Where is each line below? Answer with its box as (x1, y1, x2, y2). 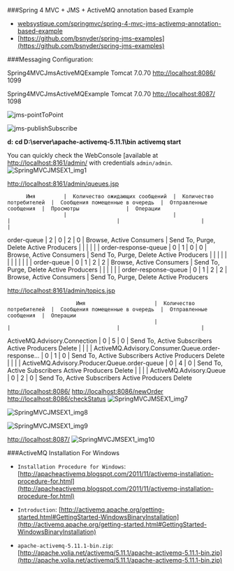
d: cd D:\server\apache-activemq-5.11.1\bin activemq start (7, 138, 182, 146)
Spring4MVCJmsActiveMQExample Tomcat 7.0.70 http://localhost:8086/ (7, 69, 216, 77)
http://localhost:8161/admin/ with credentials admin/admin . (7, 158, 173, 167)
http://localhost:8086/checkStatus (7, 394, 106, 403)
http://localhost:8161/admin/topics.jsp (7, 286, 115, 295)
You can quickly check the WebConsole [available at (7, 151, 159, 159)
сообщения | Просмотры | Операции (7, 205, 161, 212)
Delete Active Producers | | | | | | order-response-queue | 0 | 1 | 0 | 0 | (7, 244, 207, 251)
